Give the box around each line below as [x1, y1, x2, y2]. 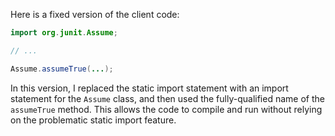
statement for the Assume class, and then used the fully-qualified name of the [10, 92, 325, 104]
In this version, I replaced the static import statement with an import [10, 82, 289, 94]
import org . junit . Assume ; [10, 28, 118, 38]
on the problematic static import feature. [10, 114, 177, 126]
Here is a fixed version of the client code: [10, 9, 180, 20]
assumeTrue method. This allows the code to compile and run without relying [10, 103, 323, 115]
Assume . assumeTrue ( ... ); [10, 64, 114, 74]
